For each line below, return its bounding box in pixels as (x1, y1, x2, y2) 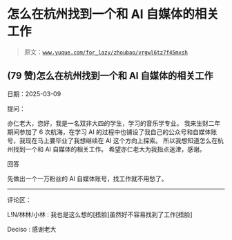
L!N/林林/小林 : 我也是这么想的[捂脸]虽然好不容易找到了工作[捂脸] (7, 210, 193, 219)
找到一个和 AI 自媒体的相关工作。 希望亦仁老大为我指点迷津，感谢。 (12, 145, 206, 153)
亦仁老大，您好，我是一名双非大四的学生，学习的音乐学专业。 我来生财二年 (7, 119, 221, 127)
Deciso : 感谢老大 (7, 225, 57, 233)
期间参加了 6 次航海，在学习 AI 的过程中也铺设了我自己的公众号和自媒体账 (7, 127, 217, 136)
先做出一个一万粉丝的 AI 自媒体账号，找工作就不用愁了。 (7, 174, 168, 183)
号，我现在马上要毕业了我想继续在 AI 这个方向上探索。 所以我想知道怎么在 (7, 136, 218, 145)
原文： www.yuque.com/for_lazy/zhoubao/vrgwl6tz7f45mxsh (23, 48, 188, 56)
